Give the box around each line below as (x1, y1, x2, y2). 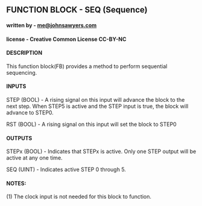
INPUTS (6, 83, 27, 90)
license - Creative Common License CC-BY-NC (6, 36, 127, 43)
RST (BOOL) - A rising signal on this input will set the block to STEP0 (6, 120, 177, 128)
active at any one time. (6, 154, 63, 161)
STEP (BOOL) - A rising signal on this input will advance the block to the (6, 96, 185, 103)
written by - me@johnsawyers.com (6, 21, 97, 29)
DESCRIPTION (6, 49, 43, 57)
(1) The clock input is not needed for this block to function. (6, 193, 152, 201)
